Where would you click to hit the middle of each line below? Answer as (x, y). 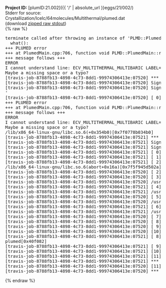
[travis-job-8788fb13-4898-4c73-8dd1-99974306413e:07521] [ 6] (83, 206)
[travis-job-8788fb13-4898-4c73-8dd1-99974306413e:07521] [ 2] (83, 162)
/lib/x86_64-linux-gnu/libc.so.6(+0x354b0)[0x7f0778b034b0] (80, 132)
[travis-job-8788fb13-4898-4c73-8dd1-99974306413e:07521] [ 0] (83, 152)
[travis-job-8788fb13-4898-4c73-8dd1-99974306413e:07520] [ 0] (83, 97)
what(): (19, 43)
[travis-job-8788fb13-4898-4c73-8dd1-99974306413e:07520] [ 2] (83, 172)
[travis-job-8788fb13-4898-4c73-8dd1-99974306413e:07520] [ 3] (83, 177)
